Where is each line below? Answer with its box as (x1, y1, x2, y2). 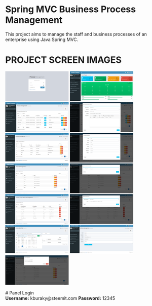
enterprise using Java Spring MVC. (5, 36, 79, 43)
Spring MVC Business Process (5, 4, 136, 15)
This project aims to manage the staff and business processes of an (5, 31, 147, 37)
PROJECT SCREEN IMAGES (5, 54, 122, 66)
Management (5, 14, 63, 26)
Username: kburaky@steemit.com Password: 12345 (5, 295, 116, 301)
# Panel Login (5, 290, 34, 296)
